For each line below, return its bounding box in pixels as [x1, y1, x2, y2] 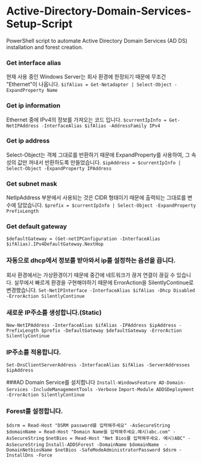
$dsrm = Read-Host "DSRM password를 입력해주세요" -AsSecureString [6, 422, 171, 429]
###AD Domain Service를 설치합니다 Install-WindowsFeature [6, 379, 157, 386]
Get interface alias [6, 59, 62, 67]
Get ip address [6, 137, 50, 145]
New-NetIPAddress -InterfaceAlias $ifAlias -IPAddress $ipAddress [6, 322, 177, 329]
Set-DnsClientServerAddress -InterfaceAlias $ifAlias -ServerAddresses [6, 362, 190, 368]
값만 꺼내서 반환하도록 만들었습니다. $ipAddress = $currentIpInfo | [17, 158, 181, 166]
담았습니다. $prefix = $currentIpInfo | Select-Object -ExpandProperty [17, 201, 196, 209]
